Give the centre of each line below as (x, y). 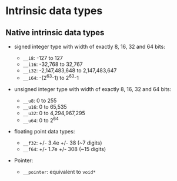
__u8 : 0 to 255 (40, 100)
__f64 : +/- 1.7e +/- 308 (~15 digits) (64, 149)
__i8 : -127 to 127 (43, 58)
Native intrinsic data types (55, 33)
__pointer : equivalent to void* (59, 172)
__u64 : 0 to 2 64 (41, 120)
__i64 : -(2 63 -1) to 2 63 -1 (51, 77)
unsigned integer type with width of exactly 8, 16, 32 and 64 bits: (93, 89)
